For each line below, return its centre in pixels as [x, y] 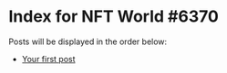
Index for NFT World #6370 [114, 17]
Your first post [48, 59]
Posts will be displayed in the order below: [88, 41]
